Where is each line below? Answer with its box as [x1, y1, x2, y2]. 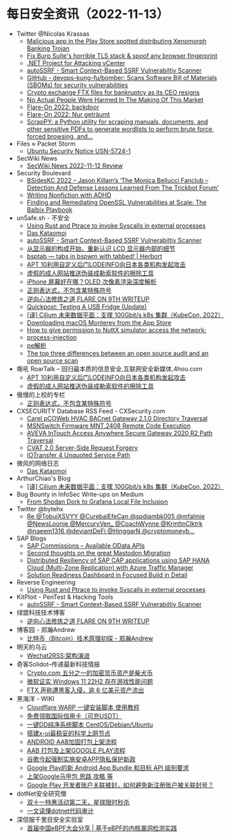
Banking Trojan [26, 44, 70, 52]
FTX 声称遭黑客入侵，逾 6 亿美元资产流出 [26, 686, 144, 694]
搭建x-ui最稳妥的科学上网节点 [26, 729, 111, 737]
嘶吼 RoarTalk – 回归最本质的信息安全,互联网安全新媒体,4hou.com [16, 364, 203, 373]
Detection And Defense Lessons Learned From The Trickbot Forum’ [26, 184, 219, 192]
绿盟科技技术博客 [16, 608, 66, 616]
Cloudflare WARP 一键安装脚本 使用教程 [26, 703, 140, 711]
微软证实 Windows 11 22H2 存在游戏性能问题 [26, 677, 153, 685]
